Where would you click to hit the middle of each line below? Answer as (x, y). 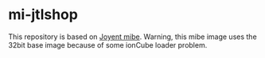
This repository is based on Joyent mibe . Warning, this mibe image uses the (132, 37)
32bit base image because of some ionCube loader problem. (108, 44)
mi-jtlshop (43, 15)
